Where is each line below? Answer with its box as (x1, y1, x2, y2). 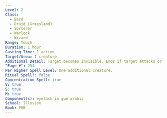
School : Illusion (5, 101, 41, 106)
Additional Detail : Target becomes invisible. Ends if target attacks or (5, 59, 162, 64)
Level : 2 (5, 7, 23, 13)
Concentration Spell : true (5, 77, 61, 82)
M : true (5, 91, 21, 96)
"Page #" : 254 (5, 63, 35, 68)
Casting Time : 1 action (5, 49, 55, 54)
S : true (5, 86, 21, 92)
